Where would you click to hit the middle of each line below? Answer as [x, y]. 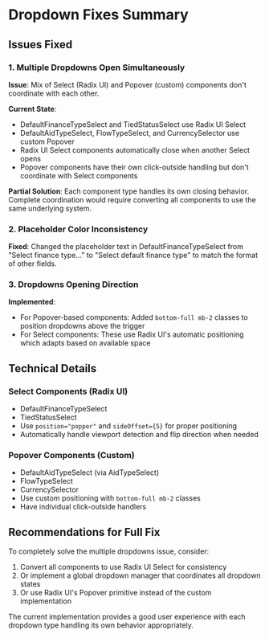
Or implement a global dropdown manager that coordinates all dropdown [140, 575]
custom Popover [47, 141]
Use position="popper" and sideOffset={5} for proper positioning [128, 426]
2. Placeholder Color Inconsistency [78, 229]
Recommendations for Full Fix [84, 532]
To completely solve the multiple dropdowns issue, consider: [109, 551]
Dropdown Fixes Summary [98, 15]
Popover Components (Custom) [71, 456]
